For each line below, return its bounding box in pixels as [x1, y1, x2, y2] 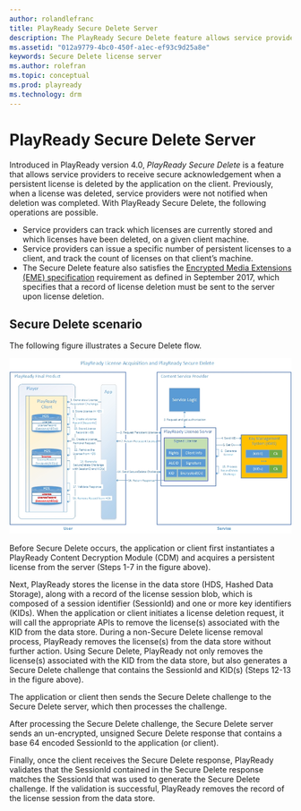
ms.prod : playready [9, 81, 82, 90]
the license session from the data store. [9, 792, 156, 803]
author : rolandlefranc [9, 14, 94, 23]
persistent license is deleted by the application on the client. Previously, [9, 178, 274, 189]
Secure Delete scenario [9, 316, 143, 331]
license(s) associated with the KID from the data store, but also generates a [9, 654, 288, 666]
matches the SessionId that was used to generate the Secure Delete [9, 773, 261, 784]
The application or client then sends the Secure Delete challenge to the [9, 691, 271, 702]
